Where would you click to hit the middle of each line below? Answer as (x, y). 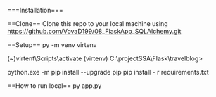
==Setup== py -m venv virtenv (52, 45)
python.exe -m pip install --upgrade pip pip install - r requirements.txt (108, 72)
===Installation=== (35, 10)
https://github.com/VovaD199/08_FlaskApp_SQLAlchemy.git (94, 31)
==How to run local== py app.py (55, 86)
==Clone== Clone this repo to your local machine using (88, 24)
